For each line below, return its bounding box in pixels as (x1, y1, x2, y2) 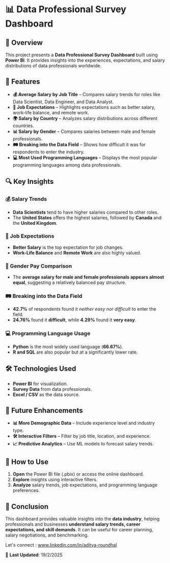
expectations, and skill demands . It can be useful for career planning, (5, 526, 154, 532)
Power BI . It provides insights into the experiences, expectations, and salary (5, 57, 165, 63)
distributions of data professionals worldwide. (5, 63, 102, 68)
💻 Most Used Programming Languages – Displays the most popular (12, 154, 157, 160)
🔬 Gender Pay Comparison (5, 262, 72, 269)
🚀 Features (5, 77, 40, 86)
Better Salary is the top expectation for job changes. (12, 244, 124, 250)
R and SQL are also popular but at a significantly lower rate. (12, 349, 138, 355)
